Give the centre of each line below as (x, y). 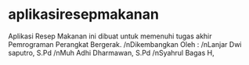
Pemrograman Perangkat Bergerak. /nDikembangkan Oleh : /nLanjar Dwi (125, 44)
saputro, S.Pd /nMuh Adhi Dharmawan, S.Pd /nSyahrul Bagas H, (111, 52)
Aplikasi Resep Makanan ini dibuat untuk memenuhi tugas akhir (110, 36)
